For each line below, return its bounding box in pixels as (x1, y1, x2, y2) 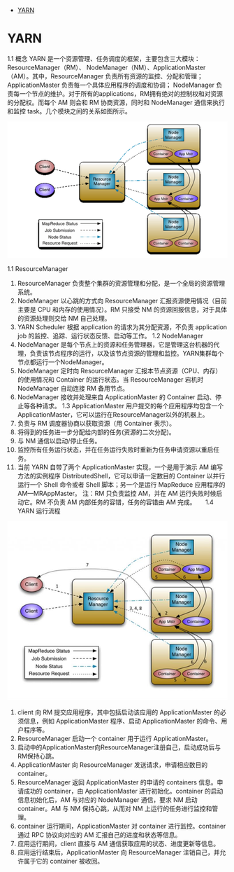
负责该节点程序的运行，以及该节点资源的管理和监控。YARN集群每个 (29, 350, 224, 358)
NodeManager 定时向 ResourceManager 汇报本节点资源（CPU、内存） (17, 367, 222, 375)
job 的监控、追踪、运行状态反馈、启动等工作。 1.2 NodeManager (17, 332, 204, 340)
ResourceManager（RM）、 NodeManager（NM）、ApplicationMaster (7, 63, 206, 71)
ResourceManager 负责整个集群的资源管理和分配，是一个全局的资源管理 (17, 279, 226, 288)
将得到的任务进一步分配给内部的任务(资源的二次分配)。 (17, 428, 176, 436)
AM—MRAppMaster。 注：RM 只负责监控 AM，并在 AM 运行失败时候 (17, 490, 217, 498)
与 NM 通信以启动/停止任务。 (17, 437, 101, 445)
